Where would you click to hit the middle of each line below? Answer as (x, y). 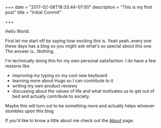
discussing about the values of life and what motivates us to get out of (83, 91)
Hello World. (18, 31)
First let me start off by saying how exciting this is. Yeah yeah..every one (78, 41)
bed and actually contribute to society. (51, 96)
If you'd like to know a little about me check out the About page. (70, 120)
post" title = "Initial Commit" (33, 12)
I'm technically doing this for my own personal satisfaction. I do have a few (80, 61)
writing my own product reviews (45, 86)
